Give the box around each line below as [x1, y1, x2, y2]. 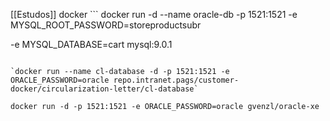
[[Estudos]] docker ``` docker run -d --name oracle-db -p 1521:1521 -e [10, 9, 298, 20]
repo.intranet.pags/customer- [113, 75, 240, 85]
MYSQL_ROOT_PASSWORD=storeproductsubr [10, 19, 202, 31]
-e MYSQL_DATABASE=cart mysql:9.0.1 [10, 39, 173, 50]
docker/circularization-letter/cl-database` [10, 84, 199, 94]
